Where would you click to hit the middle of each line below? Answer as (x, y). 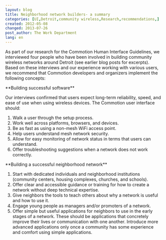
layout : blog (19, 10)
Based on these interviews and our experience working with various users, (82, 67)
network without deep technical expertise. (56, 190)
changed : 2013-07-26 (27, 28)
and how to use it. (31, 200)
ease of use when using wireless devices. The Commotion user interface (80, 103)
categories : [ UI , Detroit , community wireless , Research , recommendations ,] (82, 19)
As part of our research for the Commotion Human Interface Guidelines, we (83, 52)
